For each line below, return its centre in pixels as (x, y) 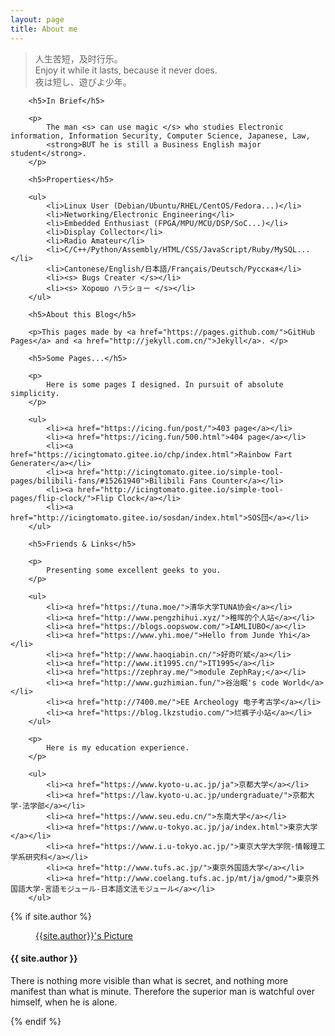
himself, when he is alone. (64, 1002)
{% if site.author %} (51, 916)
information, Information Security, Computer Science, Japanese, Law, (160, 136)
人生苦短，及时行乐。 (78, 58)
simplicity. (35, 393)
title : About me (44, 29)
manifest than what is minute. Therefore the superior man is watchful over (162, 991)
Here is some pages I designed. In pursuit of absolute (165, 384)
